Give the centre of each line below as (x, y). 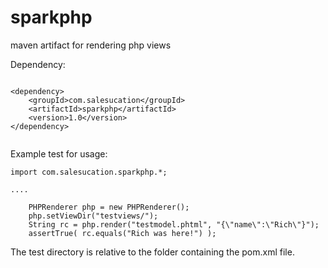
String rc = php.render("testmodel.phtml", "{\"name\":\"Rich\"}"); (174, 224)
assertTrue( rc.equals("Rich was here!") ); (122, 233)
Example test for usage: (59, 153)
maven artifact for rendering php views (91, 45)
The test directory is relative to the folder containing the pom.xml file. (152, 252)
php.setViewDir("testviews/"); (93, 216)
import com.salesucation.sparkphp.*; (89, 172)
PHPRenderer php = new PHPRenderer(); (109, 207)
